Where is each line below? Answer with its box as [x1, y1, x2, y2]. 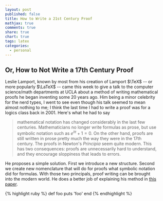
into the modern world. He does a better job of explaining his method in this [5, 176, 157, 182]
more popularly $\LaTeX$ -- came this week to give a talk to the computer [5, 84, 154, 90]
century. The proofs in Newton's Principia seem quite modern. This [17, 141, 152, 146]
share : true [5, 30, 29, 35]
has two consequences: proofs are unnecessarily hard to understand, [17, 146, 157, 151]
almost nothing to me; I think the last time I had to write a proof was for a [5, 105, 151, 110]
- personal [9, 48, 32, 53]
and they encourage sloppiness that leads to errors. [17, 151, 121, 157]
